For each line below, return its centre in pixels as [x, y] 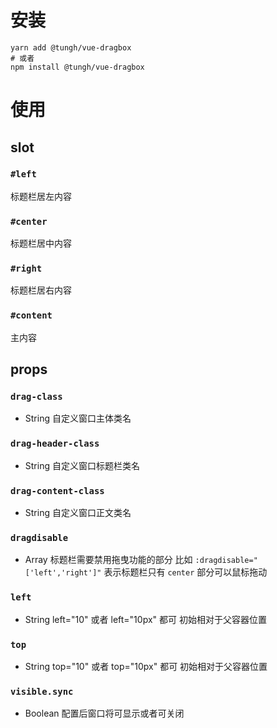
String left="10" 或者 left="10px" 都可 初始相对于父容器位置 [145, 619]
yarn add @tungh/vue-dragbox [71, 47]
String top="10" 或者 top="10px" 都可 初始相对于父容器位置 [146, 666]
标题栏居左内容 [41, 196]
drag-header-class [55, 444]
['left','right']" [63, 573]
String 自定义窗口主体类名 [78, 418]
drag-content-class [57, 490]
